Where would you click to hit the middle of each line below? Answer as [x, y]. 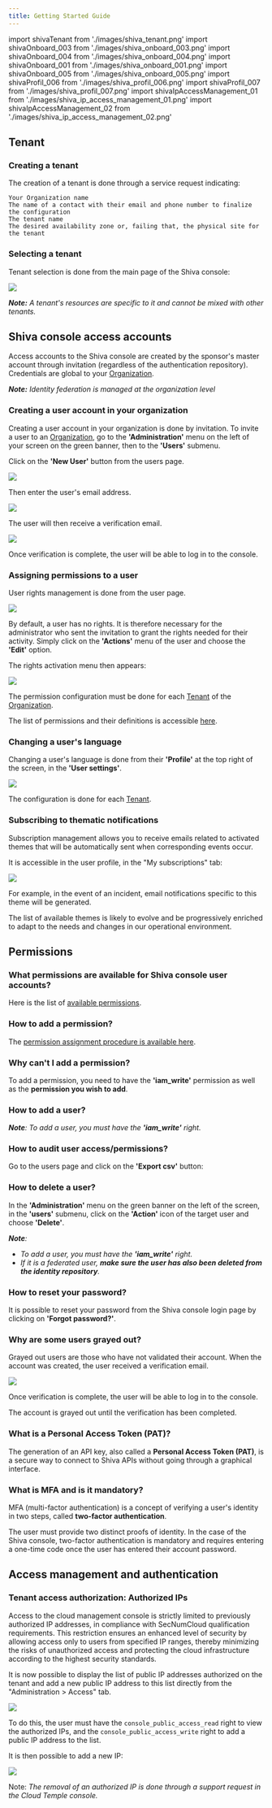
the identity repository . [60, 1271]
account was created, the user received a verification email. [108, 1366]
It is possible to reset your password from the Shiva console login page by [132, 1310]
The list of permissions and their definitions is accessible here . [113, 721]
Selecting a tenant [45, 254]
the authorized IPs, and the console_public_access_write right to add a [127, 1731]
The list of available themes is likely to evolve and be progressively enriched [136, 917]
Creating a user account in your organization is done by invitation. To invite [134, 428]
